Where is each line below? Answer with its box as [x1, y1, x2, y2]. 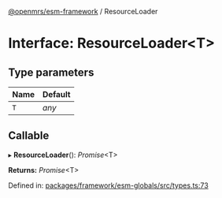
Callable [8, 129, 50, 143]
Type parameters [8, 65, 94, 79]
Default [42, 89, 71, 99]
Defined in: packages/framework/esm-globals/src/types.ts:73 [8, 181, 209, 190]
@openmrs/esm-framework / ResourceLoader [8, 7, 158, 16]
